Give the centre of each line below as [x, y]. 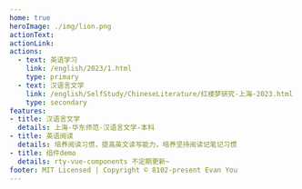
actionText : [32, 35]
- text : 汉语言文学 [51, 85]
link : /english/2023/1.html [79, 69]
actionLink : [32, 43]
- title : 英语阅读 [42, 136]
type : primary [52, 77]
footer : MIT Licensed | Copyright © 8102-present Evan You [124, 170]
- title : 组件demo [43, 153]
